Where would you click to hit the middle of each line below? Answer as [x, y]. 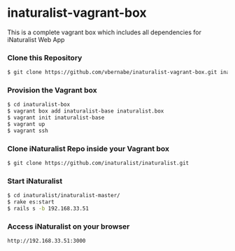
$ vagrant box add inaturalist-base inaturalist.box [86, 111]
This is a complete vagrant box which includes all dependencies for [104, 32]
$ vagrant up [26, 124]
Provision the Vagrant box [52, 90]
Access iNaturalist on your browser [69, 227]
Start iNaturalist [35, 181]
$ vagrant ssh [28, 131]
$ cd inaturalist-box [39, 105]
